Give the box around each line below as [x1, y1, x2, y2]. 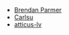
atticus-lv [13, 21, 42, 28]
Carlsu [13, 13, 34, 21]
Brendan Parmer [13, 6, 62, 14]
